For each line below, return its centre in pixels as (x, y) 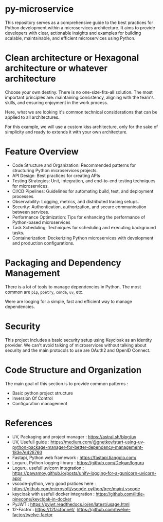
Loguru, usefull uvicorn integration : (48, 468)
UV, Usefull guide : (31, 442)
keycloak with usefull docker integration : (53, 494)
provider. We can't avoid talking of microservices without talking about (76, 345)
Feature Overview (42, 152)
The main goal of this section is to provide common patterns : (67, 383)
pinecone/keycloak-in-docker (42, 499)
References (29, 423)
